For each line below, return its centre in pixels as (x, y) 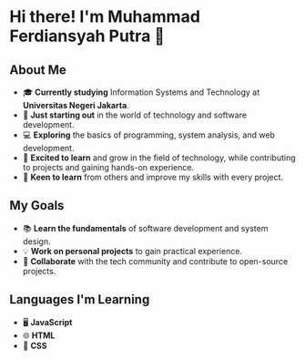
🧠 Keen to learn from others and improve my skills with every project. (153, 177)
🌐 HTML (39, 335)
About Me (38, 70)
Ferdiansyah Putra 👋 (87, 36)
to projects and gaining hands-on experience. (108, 167)
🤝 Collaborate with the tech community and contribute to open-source (155, 261)
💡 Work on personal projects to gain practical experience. (132, 251)
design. (37, 241)
